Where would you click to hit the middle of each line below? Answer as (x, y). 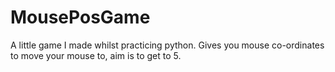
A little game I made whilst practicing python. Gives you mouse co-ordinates (167, 45)
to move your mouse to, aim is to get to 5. (96, 55)
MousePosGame (80, 17)
